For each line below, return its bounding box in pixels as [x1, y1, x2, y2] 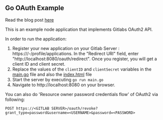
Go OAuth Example [5, 4, 65, 12]
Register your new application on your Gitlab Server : [12, 45, 120, 51]
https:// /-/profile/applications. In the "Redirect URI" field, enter [12, 50, 139, 56]
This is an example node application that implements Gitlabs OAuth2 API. [5, 26, 153, 32]
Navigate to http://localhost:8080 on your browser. [12, 82, 116, 88]
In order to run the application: [5, 36, 67, 42]
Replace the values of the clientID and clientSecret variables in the [12, 66, 152, 72]
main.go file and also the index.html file [12, 71, 92, 77]
